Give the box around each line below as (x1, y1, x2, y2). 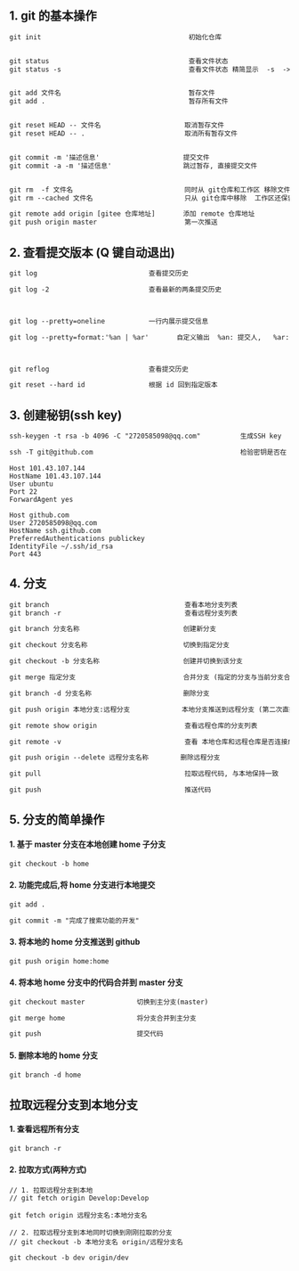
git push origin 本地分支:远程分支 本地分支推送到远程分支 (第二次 (9, 705, 283, 714)
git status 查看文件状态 (9, 56, 229, 65)
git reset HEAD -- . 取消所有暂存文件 (9, 129, 238, 138)
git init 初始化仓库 (9, 32, 222, 42)
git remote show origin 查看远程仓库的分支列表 (9, 721, 258, 730)
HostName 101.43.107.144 (9, 471, 101, 480)
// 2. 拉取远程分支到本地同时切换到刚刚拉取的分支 (9, 1228, 173, 1237)
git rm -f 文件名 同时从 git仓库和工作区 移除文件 (9, 185, 291, 194)
